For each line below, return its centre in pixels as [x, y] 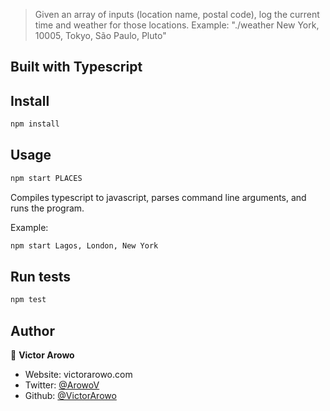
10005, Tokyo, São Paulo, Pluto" [100, 35]
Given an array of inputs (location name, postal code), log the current [177, 14]
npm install [35, 124]
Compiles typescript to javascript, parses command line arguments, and [158, 197]
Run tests [40, 277]
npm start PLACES [46, 178]
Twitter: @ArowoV [62, 385]
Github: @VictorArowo [70, 396]
